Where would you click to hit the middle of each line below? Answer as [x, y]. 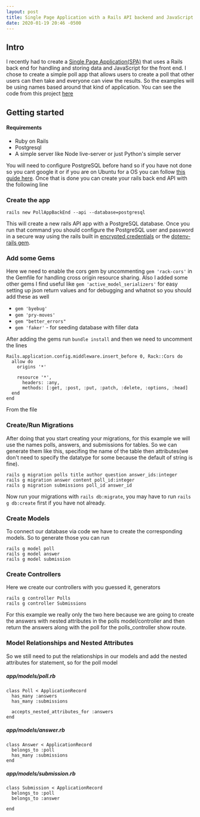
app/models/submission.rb [41, 774]
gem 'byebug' [31, 309]
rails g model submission [38, 559]
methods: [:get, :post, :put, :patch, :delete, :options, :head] [105, 388]
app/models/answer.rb [36, 730]
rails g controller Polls [38, 598]
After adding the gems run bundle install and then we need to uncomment [99, 339]
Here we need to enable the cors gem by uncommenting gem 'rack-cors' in [99, 271]
